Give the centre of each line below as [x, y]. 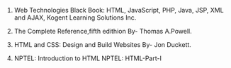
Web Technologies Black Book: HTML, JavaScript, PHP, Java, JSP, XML [119, 10]
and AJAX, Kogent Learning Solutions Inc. [75, 18]
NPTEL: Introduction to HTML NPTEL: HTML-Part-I [88, 58]
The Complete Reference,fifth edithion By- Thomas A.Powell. [103, 31]
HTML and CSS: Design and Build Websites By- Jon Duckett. [102, 45]
